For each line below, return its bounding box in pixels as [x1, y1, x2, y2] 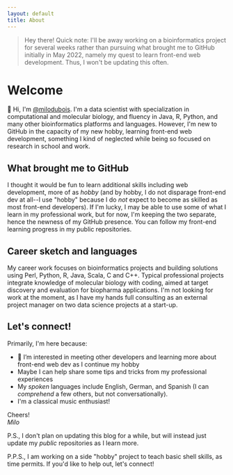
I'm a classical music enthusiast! [17, 397, 110, 405]
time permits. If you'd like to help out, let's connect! [7, 460, 154, 468]
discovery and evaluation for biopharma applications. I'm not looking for [7, 286, 214, 294]
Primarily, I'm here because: [7, 339, 88, 348]
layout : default [7, 10, 54, 17]
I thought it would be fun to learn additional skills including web [7, 181, 188, 189]
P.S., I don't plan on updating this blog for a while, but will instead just [7, 431, 207, 440]
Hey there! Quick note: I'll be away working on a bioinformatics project [24, 35, 227, 44]
